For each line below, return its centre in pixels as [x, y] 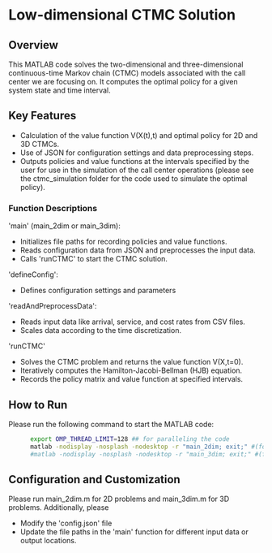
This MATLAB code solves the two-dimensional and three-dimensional [126, 64]
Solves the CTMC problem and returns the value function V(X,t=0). [132, 362]
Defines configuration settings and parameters [98, 291]
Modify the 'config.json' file [66, 523]
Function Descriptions [53, 208]
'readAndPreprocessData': [53, 306]
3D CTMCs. [40, 144]
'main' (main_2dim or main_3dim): [65, 226]
